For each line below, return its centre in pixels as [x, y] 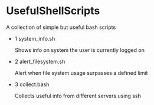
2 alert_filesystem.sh [40, 61]
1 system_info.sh [35, 38]
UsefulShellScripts [53, 11]
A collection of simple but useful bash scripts [61, 27]
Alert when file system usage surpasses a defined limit [81, 73]
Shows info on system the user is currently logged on [79, 50]
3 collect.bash [32, 84]
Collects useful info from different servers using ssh [78, 96]
